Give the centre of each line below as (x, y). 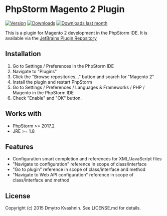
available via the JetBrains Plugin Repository (51, 38)
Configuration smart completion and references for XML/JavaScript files (87, 159)
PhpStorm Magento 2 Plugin (65, 9)
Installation (23, 54)
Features (19, 147)
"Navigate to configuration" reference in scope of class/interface (79, 164)
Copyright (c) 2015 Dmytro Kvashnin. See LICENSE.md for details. (73, 208)
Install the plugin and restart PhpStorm (52, 82)
